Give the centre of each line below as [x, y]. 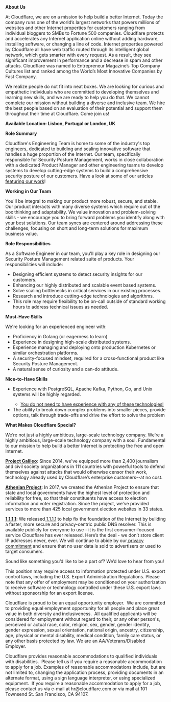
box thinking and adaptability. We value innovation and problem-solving [81, 212]
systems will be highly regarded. [47, 394]
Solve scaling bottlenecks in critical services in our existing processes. [87, 290]
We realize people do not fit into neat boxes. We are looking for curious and [85, 86]
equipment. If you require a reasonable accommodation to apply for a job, [83, 683]
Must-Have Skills [24, 317]
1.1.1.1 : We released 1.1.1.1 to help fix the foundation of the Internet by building [86, 519]
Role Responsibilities [28, 243]
